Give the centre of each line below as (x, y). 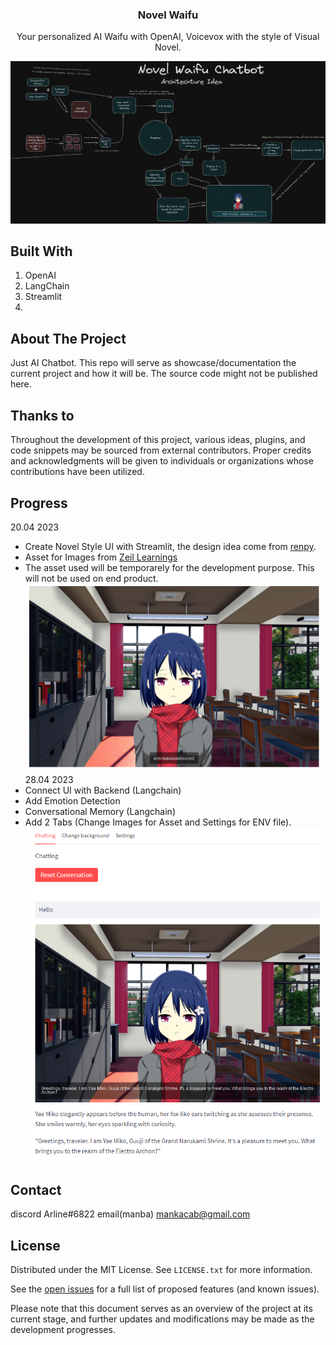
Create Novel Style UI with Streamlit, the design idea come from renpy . (170, 546)
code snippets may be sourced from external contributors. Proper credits (161, 450)
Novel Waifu (168, 15)
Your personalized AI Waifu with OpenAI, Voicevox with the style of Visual (168, 37)
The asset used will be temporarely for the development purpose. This (169, 567)
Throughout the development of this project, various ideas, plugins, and (158, 440)
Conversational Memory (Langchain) (100, 812)
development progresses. (63, 1330)
